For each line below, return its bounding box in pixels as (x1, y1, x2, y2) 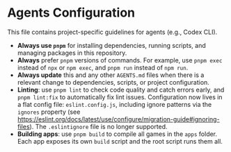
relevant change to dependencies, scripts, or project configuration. (17, 78, 210, 86)
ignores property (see (17, 108, 81, 116)
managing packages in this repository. (17, 49, 127, 57)
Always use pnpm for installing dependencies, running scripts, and (17, 41, 207, 49)
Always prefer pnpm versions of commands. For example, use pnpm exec (17, 56, 223, 64)
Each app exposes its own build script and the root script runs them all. (17, 137, 223, 145)
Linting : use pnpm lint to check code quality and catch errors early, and (17, 85, 225, 94)
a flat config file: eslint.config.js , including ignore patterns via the (17, 100, 212, 108)
